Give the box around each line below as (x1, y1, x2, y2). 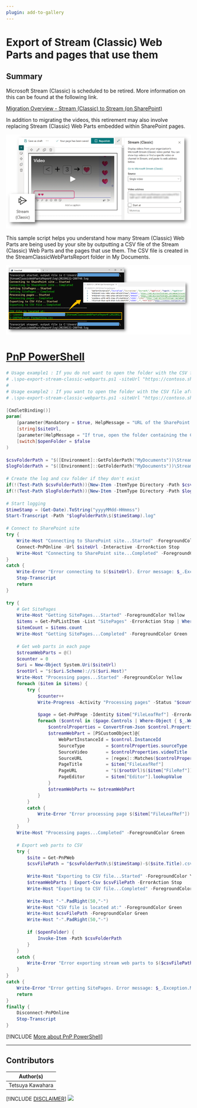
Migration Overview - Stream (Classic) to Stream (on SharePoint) (6, 105, 163, 112)
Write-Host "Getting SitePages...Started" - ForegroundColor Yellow (16, 613, 185, 619)
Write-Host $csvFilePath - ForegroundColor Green (27, 911, 148, 917)
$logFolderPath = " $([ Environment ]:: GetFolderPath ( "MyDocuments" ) (6, 463, 172, 469)
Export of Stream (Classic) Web (6, 35, 162, 49)
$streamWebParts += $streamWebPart (47, 786, 135, 792)
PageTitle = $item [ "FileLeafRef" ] (58, 762, 164, 768)
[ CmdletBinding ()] (6, 407, 51, 414)
